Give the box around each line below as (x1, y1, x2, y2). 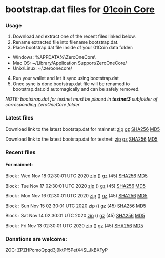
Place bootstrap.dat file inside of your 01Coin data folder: (12, 45, 133, 51)
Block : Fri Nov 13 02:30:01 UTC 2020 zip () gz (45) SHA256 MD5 (5, 222, 143, 229)
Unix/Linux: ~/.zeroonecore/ (12, 65, 73, 71)
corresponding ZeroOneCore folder (5, 102, 80, 108)
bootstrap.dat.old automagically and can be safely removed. (12, 86, 140, 92)
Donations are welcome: (5, 235, 68, 242)
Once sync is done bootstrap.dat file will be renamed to (12, 81, 130, 87)
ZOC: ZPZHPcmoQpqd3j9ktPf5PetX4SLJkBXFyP (5, 247, 108, 253)
